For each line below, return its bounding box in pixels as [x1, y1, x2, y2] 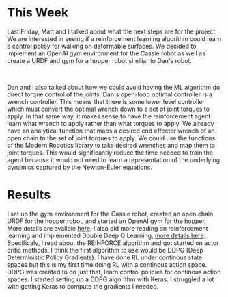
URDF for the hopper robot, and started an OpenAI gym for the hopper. [7, 217, 206, 225]
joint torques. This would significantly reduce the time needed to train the [7, 148, 214, 157]
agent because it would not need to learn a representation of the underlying [7, 155, 220, 164]
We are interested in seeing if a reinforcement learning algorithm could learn [7, 34, 222, 42]
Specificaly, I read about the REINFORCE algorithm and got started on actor [7, 238, 219, 247]
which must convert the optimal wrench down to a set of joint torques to [7, 105, 210, 113]
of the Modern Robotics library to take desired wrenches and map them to [7, 141, 216, 149]
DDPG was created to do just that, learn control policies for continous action [7, 268, 221, 276]
